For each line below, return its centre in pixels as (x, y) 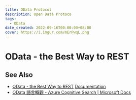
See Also (19, 75)
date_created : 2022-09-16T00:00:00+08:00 (48, 28)
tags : (11, 19)
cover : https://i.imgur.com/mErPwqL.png (47, 32)
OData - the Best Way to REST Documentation (59, 87)
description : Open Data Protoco (38, 14)
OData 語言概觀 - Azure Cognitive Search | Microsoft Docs (71, 92)
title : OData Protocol (28, 10)
